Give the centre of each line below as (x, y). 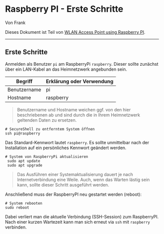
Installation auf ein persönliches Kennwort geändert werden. (66, 148)
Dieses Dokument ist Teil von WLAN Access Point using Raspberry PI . (75, 32)
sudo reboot (17, 208)
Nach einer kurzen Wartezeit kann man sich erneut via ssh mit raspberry (78, 222)
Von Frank (15, 23)
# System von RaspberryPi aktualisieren (47, 156)
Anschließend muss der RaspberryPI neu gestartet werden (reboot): (73, 194)
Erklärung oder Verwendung (80, 81)
